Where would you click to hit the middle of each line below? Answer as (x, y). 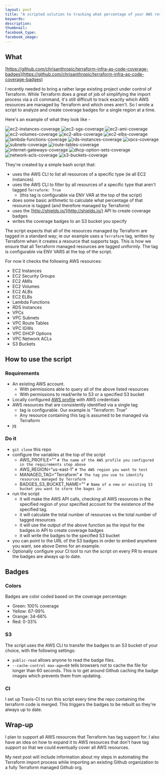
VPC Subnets (26, 317)
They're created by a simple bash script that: (50, 164)
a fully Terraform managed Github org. (44, 767)
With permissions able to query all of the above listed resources (84, 389)
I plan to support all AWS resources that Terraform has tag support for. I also (82, 737)
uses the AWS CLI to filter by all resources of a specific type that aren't (84, 185)
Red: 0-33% (25, 622)
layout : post (18, 10)
